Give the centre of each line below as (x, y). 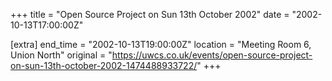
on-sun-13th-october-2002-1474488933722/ (104, 65)
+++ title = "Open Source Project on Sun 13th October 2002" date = (150, 14)
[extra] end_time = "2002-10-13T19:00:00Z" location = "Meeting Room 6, (161, 44)
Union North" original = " (61, 55)
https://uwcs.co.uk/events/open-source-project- (212, 55)
